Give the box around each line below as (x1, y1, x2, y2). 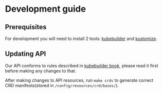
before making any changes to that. (5, 68, 76, 74)
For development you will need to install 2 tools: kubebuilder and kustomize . (5, 36, 158, 41)
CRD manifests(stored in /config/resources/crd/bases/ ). (5, 82, 119, 88)
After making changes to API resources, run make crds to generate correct (5, 77, 153, 83)
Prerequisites (5, 23, 47, 31)
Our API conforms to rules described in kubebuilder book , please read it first (5, 62, 158, 69)
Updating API (5, 50, 46, 58)
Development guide (5, 3, 86, 15)
